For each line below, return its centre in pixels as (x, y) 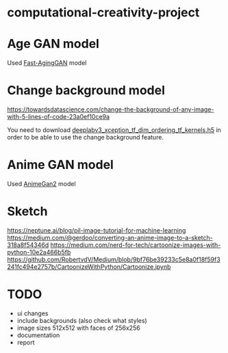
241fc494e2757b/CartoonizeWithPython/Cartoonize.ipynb (89, 266)
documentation (38, 335)
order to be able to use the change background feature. (86, 138)
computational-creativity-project (103, 13)
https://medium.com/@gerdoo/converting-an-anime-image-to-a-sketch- (110, 237)
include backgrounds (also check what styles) (82, 320)
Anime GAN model (61, 165)
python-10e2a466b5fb (39, 252)
